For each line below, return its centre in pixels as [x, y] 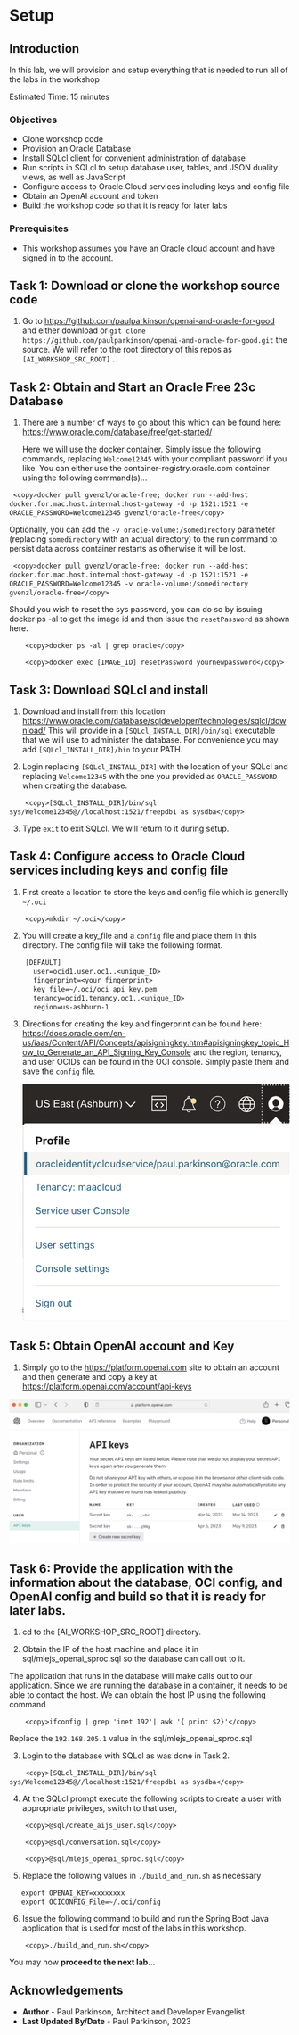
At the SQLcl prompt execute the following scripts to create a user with [152, 1798]
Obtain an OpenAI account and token [90, 196]
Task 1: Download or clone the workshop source [145, 285]
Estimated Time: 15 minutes [59, 96]
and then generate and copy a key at [89, 1377]
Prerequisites [39, 228]
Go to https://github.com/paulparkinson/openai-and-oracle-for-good [149, 321]
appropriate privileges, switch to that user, [100, 1808]
